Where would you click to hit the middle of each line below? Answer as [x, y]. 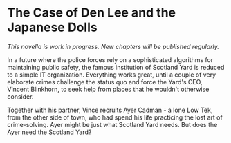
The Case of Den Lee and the [92, 13]
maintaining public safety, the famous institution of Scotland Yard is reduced [116, 67]
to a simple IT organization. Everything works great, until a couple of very [112, 75]
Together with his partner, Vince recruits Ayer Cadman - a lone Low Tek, [110, 110]
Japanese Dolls [53, 27]
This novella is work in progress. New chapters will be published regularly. [113, 46]
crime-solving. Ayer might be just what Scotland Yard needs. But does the [112, 124]
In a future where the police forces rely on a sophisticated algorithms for [110, 59]
